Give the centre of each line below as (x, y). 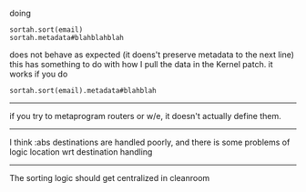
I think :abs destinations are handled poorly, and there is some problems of (150, 142)
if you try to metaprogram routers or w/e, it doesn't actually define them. (146, 116)
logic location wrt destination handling (81, 152)
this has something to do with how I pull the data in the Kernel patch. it (141, 64)
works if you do (39, 74)
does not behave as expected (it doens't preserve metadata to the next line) (152, 55)
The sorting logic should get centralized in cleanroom (110, 178)
